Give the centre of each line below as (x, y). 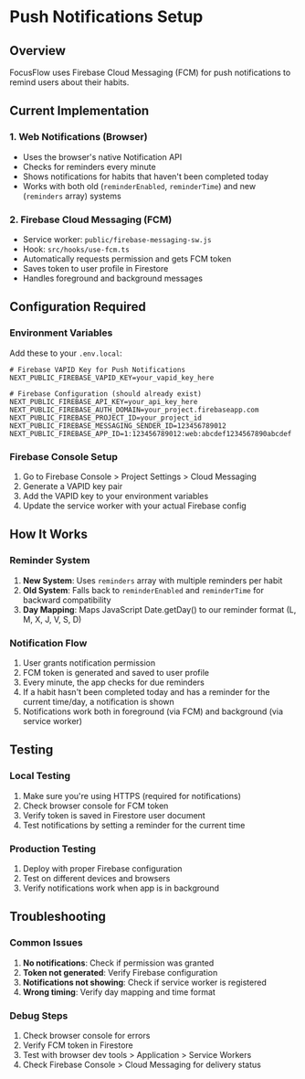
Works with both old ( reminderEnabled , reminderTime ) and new (139, 186)
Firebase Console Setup (64, 456)
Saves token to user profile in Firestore (95, 268)
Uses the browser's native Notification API (102, 156)
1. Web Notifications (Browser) (79, 137)
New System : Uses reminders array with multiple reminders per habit (152, 580)
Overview (38, 51)
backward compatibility (67, 600)
